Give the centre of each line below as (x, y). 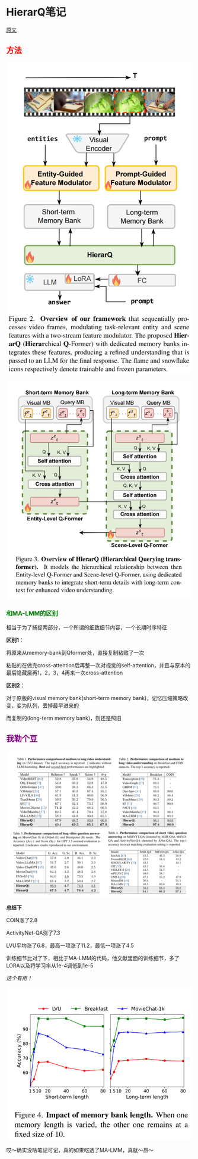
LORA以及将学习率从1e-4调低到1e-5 (50, 966)
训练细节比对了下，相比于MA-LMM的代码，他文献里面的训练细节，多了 (93, 958)
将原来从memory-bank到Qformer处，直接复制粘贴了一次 (75, 653)
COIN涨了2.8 (22, 920)
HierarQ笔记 (36, 12)
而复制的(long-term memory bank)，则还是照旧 (64, 718)
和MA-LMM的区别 (32, 613)
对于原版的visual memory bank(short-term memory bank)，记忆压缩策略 (95, 698)
